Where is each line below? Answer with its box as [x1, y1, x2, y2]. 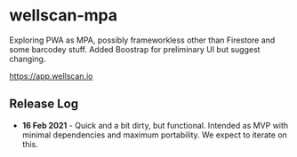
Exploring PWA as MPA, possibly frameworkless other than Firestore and [9, 35, 276, 45]
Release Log [9, 97, 78, 112]
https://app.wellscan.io [9, 70, 93, 81]
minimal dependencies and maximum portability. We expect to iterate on [21, 130, 287, 140]
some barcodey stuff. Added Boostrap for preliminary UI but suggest [9, 43, 261, 54]
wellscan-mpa [9, 5, 118, 26]
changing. [9, 53, 46, 64]
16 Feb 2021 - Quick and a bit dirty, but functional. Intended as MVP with [21, 120, 289, 130]
